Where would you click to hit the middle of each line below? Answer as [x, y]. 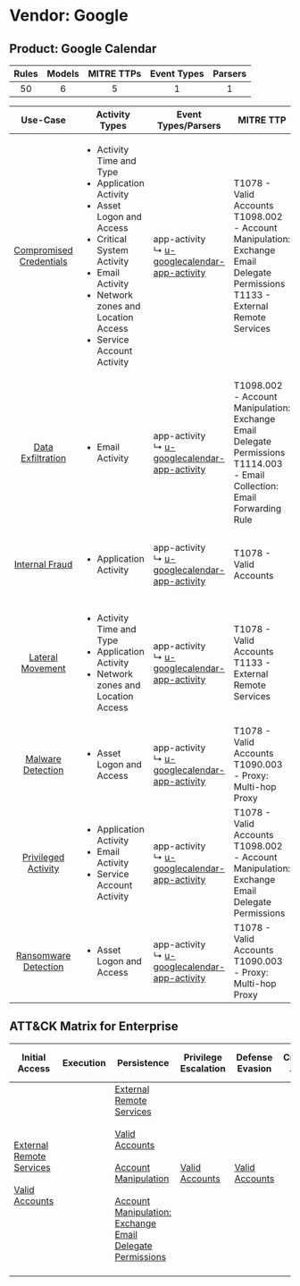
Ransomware [44, 956]
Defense [254, 1057]
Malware [44, 759]
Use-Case [44, 120]
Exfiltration [44, 458]
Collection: [256, 486]
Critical [112, 239]
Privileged [43, 857]
